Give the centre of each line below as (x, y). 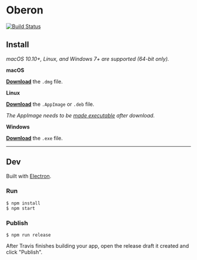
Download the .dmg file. (35, 81)
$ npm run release (28, 235)
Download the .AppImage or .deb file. (50, 104)
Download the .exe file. (35, 138)
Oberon (25, 10)
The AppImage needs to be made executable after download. (81, 115)
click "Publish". (24, 252)
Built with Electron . (29, 176)
